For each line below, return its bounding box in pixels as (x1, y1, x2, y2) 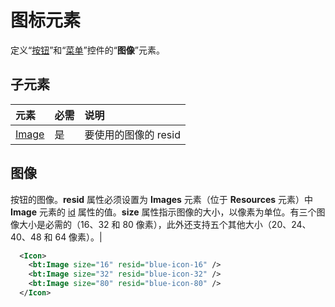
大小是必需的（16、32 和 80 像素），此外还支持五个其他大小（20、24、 (18, 218, 312, 230)
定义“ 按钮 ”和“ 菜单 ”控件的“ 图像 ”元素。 (10, 44, 166, 56)
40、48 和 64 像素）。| (10, 231, 103, 243)
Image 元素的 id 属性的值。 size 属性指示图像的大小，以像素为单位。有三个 (10, 206, 317, 218)
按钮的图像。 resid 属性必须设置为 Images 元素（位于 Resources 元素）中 (10, 193, 314, 205)
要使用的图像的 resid (84, 127, 181, 141)
